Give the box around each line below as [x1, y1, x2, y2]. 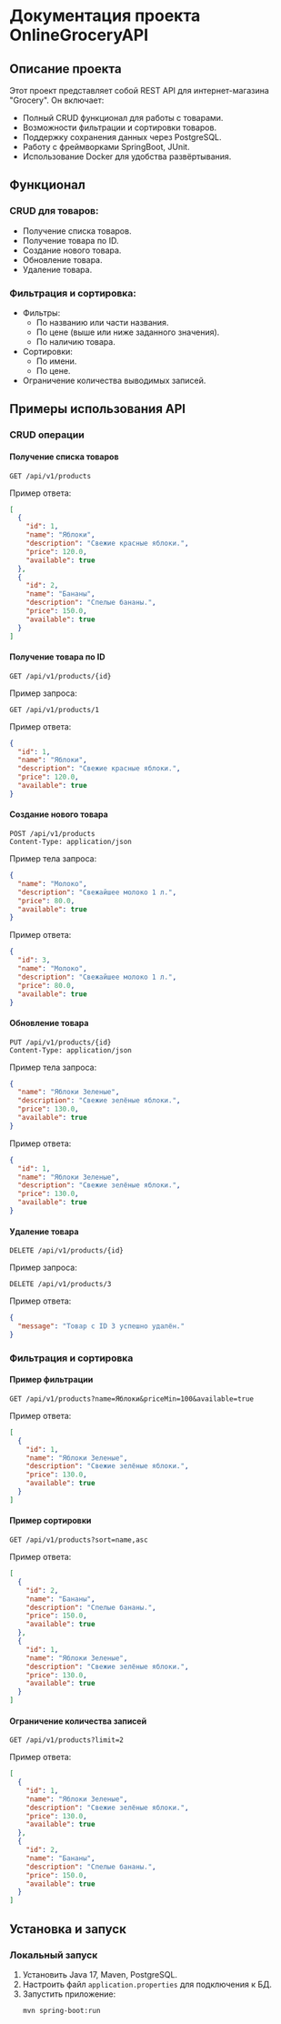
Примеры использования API [9, 401, 186, 417]
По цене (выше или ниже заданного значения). [35, 327, 220, 337]
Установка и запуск [9, 1921, 127, 1937]
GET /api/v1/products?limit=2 [9, 1736, 125, 1745]
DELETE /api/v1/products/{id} [9, 1246, 125, 1255]
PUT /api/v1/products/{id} [9, 1038, 112, 1047]
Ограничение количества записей [9, 1716, 147, 1727]
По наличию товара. [35, 336, 115, 347]
